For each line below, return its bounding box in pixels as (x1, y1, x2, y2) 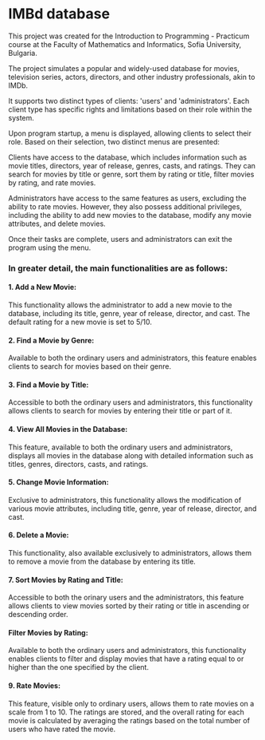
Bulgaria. (8, 48, 37, 57)
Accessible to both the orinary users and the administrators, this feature (8, 592, 244, 603)
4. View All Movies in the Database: (8, 425, 128, 434)
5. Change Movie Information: (8, 477, 109, 487)
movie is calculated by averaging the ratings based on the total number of (8, 715, 251, 725)
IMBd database (8, 5, 110, 23)
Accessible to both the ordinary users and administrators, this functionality (8, 398, 253, 407)
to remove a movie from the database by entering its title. (8, 556, 197, 567)
